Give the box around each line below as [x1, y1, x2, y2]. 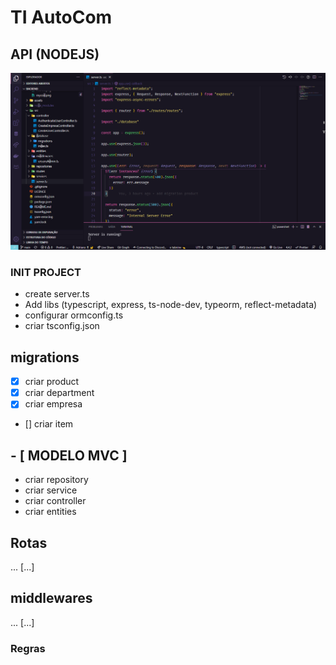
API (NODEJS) [10, 46, 100, 63]
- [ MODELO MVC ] [10, 447, 128, 464]
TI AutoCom [10, 6, 113, 29]
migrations [10, 349, 80, 366]
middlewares [10, 590, 93, 607]
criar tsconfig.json [24, 320, 100, 332]
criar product [24, 376, 80, 388]
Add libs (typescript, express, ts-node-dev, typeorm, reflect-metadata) [24, 299, 318, 311]
